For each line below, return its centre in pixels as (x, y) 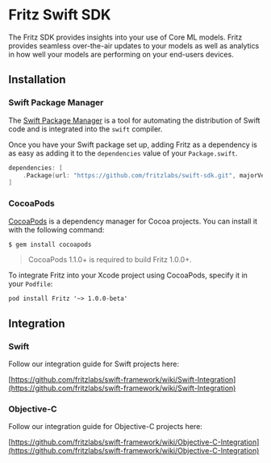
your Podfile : (31, 284)
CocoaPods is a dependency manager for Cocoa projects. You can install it (133, 221)
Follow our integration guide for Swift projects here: (94, 364)
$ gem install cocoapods (50, 244)
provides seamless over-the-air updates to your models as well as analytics (134, 45)
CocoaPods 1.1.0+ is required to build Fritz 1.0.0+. (110, 260)
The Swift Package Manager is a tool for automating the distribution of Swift (134, 120)
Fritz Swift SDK (60, 15)
